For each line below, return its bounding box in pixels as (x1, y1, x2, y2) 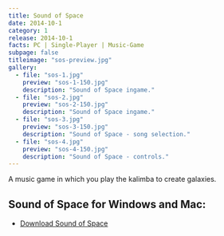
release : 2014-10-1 (8, 33, 73, 42)
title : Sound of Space (8, 11, 84, 20)
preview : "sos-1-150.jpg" (22, 78, 109, 86)
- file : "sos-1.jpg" (15, 71, 84, 79)
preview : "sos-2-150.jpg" (22, 100, 109, 108)
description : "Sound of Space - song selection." (22, 130, 191, 138)
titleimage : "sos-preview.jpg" (8, 57, 112, 65)
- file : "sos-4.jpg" (15, 137, 84, 146)
